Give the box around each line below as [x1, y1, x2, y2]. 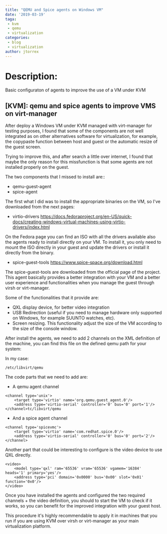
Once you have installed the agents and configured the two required [5, 493, 146, 499]
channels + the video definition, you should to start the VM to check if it [5, 498, 153, 504]
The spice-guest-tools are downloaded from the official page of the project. [5, 269, 161, 275]
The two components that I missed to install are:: [5, 174, 106, 180]
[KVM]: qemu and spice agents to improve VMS [5, 101, 156, 110]
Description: [5, 70, 58, 82]
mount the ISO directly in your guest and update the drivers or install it [5, 244, 150, 250]
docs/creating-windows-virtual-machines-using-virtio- [12, 219, 126, 225]
